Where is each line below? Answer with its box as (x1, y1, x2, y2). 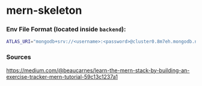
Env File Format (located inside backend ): (6, 25, 126, 34)
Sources (6, 53, 31, 61)
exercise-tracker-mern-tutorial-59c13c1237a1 (6, 73, 118, 80)
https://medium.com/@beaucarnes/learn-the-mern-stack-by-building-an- (6, 67, 190, 74)
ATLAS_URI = (6, 38, 34, 45)
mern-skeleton (6, 4, 82, 17)
